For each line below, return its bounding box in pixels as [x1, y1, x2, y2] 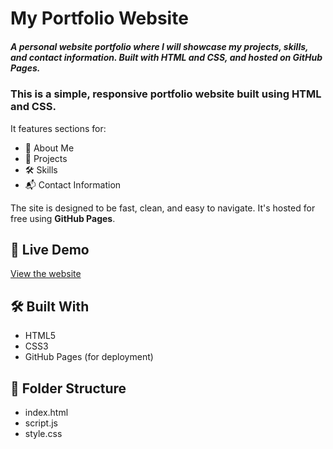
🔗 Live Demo [10, 241, 90, 258]
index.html [24, 406, 69, 418]
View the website [10, 268, 82, 280]
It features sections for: [10, 122, 107, 134]
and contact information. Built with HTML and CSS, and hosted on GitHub [10, 51, 323, 63]
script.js [24, 417, 58, 429]
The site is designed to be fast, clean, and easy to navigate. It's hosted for [10, 202, 316, 214]
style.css [24, 427, 63, 439]
